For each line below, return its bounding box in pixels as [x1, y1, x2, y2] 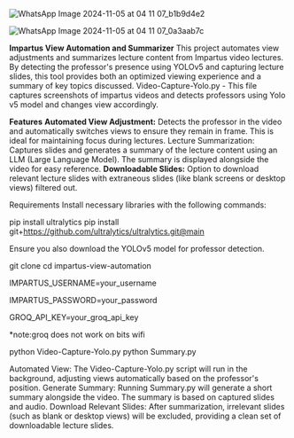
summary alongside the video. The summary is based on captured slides [9, 392, 275, 403]
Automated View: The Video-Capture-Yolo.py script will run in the [9, 364, 248, 374]
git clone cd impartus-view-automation [9, 261, 152, 270]
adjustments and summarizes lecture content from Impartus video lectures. [9, 52, 284, 62]
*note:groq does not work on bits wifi [9, 329, 145, 340]
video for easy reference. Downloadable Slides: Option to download [9, 164, 259, 174]
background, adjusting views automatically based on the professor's [9, 373, 259, 383]
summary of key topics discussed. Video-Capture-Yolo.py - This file [9, 81, 258, 90]
